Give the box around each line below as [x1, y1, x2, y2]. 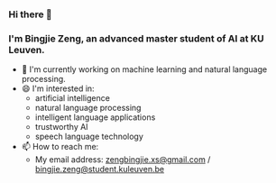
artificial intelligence [34, 93, 110, 104]
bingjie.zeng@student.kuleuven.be [34, 164, 164, 175]
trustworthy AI [34, 122, 88, 133]
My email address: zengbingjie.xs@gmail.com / [34, 154, 211, 165]
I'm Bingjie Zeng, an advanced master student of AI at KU [8, 32, 265, 44]
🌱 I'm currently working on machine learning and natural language [21, 64, 268, 75]
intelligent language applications [34, 112, 156, 123]
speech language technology [34, 131, 143, 142]
